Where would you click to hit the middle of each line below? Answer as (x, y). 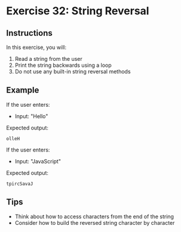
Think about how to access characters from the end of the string (94, 216)
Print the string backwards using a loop (63, 65)
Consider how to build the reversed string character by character (95, 222)
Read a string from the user (48, 59)
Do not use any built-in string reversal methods (73, 72)
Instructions (29, 33)
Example (23, 90)
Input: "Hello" (31, 116)
